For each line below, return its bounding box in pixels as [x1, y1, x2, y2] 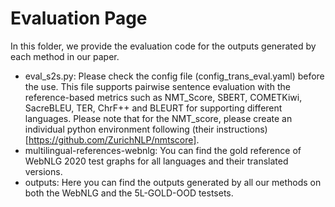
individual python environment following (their [24, 123, 215, 135]
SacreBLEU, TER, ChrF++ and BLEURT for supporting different [24, 102, 283, 114]
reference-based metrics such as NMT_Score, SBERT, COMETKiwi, [24, 91, 303, 103]
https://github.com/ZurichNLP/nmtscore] [28, 133, 197, 146]
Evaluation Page [10, 7, 148, 30]
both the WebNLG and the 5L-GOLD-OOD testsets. [24, 187, 234, 199]
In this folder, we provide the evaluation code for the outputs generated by [10, 40, 317, 52]
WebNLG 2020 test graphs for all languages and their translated [24, 155, 289, 167]
